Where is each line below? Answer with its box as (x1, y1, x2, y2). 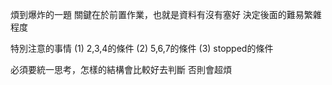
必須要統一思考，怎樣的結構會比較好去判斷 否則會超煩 (10, 64, 232, 75)
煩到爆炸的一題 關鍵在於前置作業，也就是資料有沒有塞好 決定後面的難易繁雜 (10, 9, 322, 20)
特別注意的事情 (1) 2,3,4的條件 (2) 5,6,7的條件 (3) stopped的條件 (10, 43, 274, 54)
